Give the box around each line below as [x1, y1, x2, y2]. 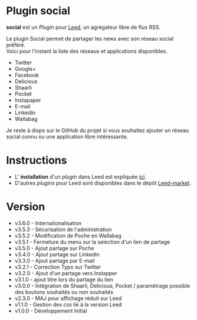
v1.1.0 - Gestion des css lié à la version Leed [14, 301, 122, 308]
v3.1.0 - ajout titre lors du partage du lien [14, 276, 113, 283]
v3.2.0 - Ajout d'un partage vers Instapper [14, 269, 118, 276]
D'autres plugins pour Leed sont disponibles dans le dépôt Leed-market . [14, 179, 192, 186]
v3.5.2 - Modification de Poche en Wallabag [14, 232, 122, 239]
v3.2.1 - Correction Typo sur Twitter [14, 263, 101, 270]
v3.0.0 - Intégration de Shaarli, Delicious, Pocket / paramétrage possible [14, 282, 191, 289]
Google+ [14, 65, 37, 72]
